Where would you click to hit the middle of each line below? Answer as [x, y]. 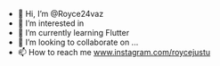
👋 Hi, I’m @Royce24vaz [61, 14]
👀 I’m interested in [51, 23]
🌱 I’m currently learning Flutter [73, 33]
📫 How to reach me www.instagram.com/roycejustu [114, 52]
